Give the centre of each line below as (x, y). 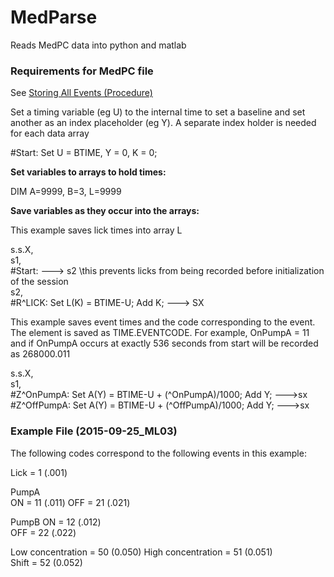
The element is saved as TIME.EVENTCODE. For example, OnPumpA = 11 (160, 333)
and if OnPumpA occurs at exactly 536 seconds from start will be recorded (164, 343)
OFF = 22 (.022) (43, 532)
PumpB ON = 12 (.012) (56, 522)
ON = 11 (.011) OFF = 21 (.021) (70, 502)
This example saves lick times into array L (96, 230)
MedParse (54, 17)
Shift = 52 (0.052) (46, 562)
